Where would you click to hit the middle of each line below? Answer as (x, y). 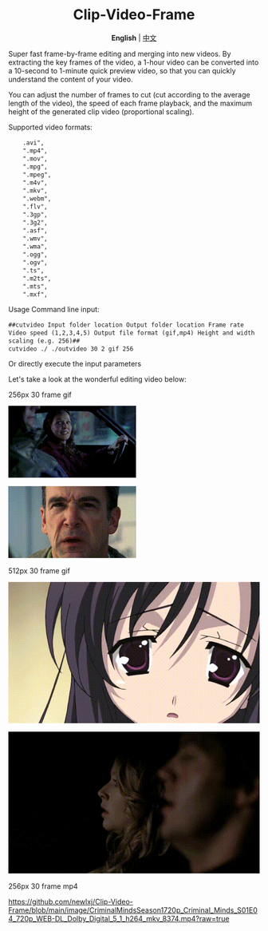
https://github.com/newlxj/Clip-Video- (71, 901)
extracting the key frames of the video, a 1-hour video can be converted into (134, 62)
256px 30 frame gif (40, 394)
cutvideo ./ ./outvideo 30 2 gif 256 (71, 349)
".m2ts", (37, 278)
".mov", (35, 158)
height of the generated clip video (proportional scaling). (101, 111)
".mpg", (35, 166)
